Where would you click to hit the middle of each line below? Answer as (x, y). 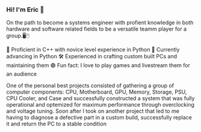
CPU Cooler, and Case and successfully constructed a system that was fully (100, 98)
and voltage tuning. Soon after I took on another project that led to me (93, 111)
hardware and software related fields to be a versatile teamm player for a (97, 29)
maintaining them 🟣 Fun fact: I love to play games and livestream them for (98, 65)
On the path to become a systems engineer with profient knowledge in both (100, 23)
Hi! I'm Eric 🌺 (25, 10)
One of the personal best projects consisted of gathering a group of (90, 86)
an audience (22, 74)
